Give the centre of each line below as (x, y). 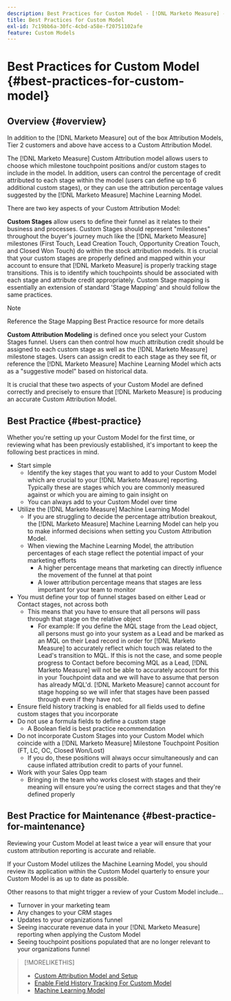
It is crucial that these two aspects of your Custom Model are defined (105, 385)
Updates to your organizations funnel (70, 920)
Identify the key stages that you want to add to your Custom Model (122, 473)
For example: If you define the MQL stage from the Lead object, (128, 626)
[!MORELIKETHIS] (49, 962)
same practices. (30, 295)
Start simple (34, 466)
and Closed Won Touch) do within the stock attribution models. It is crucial (113, 251)
